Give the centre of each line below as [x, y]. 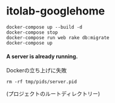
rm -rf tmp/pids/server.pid [42, 82]
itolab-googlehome [56, 11]
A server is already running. [42, 56]
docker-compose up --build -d [44, 27]
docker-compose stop [32, 32]
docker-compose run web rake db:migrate [58, 37]
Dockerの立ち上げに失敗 [37, 70]
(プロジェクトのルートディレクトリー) [53, 94]
